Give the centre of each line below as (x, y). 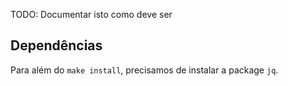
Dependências (56, 45)
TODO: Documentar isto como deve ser (91, 14)
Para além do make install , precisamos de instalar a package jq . (144, 70)
